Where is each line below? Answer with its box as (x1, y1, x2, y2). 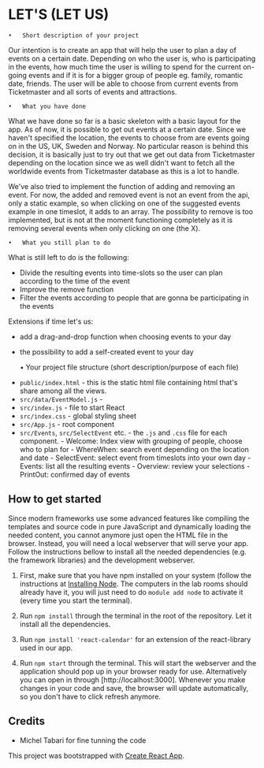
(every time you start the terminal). (19, 595, 132, 605)
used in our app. (19, 643, 73, 652)
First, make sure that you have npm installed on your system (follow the (19, 570, 252, 580)
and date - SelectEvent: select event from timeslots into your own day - (19, 453, 251, 462)
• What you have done (8, 102, 87, 110)
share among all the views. (19, 386, 107, 395)
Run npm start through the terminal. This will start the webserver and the (19, 658, 257, 667)
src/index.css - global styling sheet (19, 411, 136, 421)
